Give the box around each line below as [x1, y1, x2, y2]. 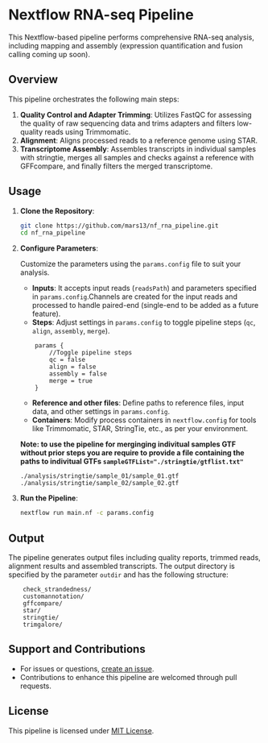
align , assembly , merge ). [31, 326, 110, 336]
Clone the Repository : [19, 205, 95, 215]
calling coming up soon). [8, 49, 91, 59]
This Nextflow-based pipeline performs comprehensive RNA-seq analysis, [8, 32, 255, 42]
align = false [49, 363, 97, 371]
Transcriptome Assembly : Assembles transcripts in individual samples [19, 143, 256, 154]
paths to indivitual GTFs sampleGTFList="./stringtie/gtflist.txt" [19, 457, 244, 467]
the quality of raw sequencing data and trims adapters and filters [19, 118, 236, 128]
